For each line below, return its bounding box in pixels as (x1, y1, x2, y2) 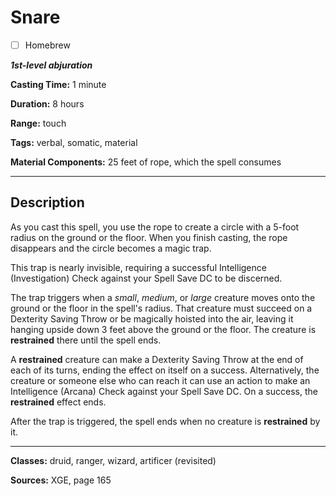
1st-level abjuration (10, 59, 93, 71)
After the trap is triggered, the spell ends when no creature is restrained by (10, 415, 321, 427)
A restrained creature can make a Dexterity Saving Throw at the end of (10, 353, 304, 365)
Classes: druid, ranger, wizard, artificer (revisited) (10, 454, 217, 466)
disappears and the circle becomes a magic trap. (10, 242, 212, 254)
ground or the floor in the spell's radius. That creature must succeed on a (10, 302, 313, 314)
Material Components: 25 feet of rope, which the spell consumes (10, 156, 282, 168)
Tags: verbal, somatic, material (10, 137, 138, 148)
